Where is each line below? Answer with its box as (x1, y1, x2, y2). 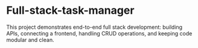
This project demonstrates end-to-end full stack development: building (6, 23, 183, 31)
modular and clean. (6, 36, 54, 43)
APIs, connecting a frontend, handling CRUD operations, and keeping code (6, 29, 193, 37)
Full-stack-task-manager (6, 4, 135, 17)
